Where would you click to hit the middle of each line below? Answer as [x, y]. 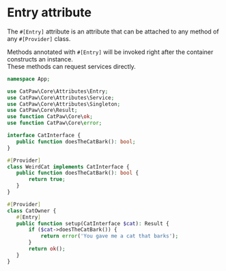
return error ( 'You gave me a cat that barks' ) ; [110, 236]
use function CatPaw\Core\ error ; [55, 123]
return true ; [47, 180]
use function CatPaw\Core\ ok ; [50, 117]
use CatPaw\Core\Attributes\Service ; [61, 98]
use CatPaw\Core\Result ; [42, 111]
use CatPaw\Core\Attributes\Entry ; [58, 91]
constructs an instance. [40, 59]
